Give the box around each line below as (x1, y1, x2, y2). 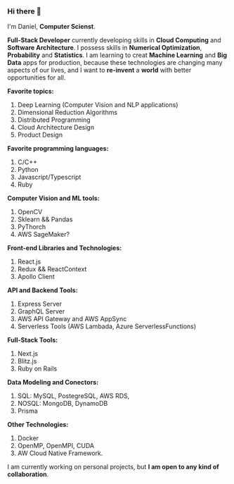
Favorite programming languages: (7, 144, 109, 153)
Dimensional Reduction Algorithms (17, 108, 118, 117)
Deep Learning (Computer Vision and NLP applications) (17, 101, 178, 109)
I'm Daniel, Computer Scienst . (7, 23, 96, 31)
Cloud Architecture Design (17, 123, 95, 132)
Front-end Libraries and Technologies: (7, 244, 122, 252)
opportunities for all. (7, 73, 66, 82)
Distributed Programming (17, 116, 91, 124)
